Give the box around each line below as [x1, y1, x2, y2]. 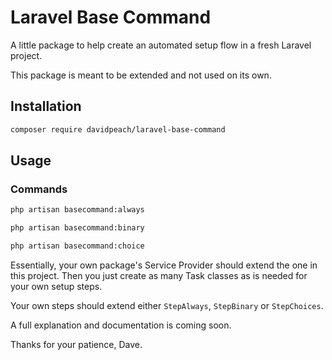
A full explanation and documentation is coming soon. [10, 319, 232, 331]
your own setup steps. [10, 280, 103, 292]
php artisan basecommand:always [10, 205, 145, 215]
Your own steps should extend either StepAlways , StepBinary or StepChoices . [10, 299, 324, 311]
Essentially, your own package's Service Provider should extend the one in [10, 259, 318, 271]
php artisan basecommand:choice [10, 241, 145, 251]
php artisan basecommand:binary [10, 223, 145, 233]
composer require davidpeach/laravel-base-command [10, 124, 226, 135]
